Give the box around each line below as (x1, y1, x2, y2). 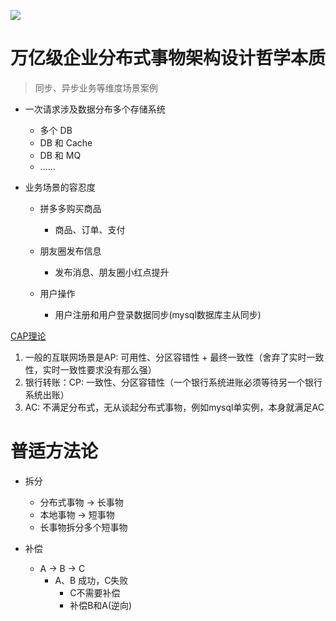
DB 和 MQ (39, 149, 82, 161)
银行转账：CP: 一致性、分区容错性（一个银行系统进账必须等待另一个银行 (24, 376, 323, 388)
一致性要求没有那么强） (59, 363, 157, 375)
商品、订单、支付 (54, 223, 126, 235)
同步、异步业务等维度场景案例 (34, 81, 158, 94)
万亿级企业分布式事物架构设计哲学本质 (10, 47, 327, 70)
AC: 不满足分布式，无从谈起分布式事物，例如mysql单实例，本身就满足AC (24, 401, 325, 413)
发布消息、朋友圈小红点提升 (54, 266, 170, 278)
